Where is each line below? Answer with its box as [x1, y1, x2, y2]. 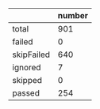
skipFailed [12, 49, 50, 60]
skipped [12, 75, 42, 85]
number [57, 10, 89, 21]
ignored [12, 62, 41, 73]
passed [12, 88, 40, 98]
